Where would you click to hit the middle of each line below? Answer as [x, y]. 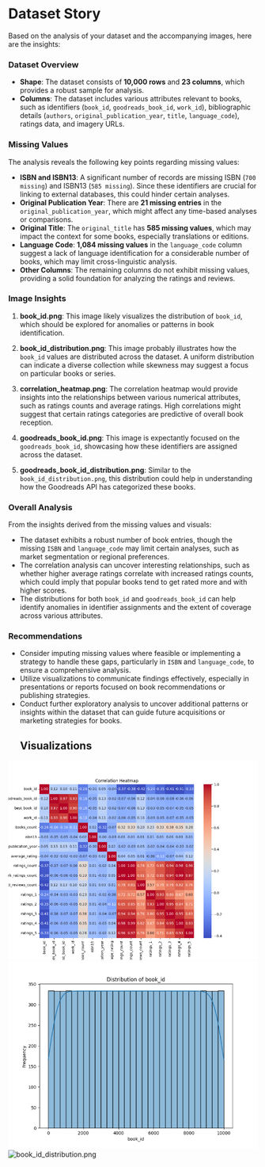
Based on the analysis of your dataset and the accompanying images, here [130, 36]
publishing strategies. [55, 696]
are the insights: [34, 44]
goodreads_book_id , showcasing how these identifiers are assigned [128, 446]
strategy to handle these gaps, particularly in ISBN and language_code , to [137, 662]
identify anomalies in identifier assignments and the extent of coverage [135, 608]
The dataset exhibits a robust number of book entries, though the [126, 540]
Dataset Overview [44, 64]
